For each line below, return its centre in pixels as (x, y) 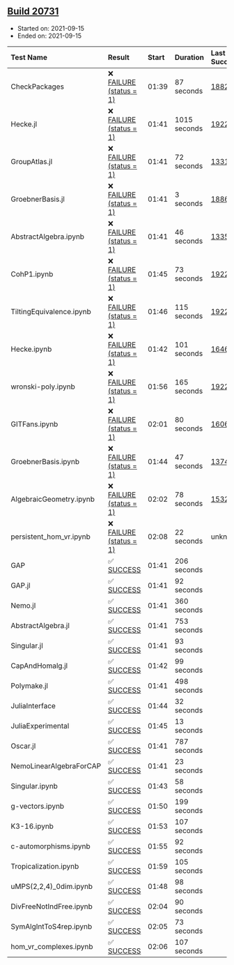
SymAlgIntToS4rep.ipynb (52, 926)
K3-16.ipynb (32, 826)
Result (119, 57)
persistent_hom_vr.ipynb (50, 537)
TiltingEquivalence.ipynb (51, 311)
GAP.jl (21, 585)
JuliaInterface (33, 705)
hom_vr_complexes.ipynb (52, 946)
